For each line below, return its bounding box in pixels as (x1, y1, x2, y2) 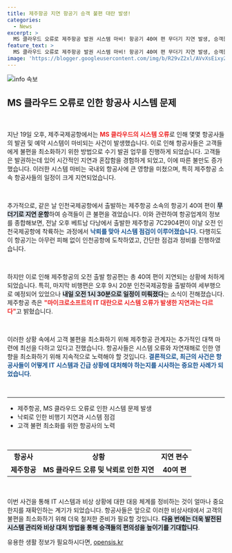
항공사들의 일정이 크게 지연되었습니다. (14, 173, 116, 182)
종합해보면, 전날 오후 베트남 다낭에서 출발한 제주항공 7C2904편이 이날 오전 (14, 218, 216, 226)
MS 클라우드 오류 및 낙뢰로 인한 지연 (42, 465, 155, 474)
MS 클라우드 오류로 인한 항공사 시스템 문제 (7, 97, 177, 109)
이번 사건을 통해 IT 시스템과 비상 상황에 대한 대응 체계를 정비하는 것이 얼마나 (7, 497, 212, 505)
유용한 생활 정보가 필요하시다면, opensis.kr (7, 538, 124, 546)
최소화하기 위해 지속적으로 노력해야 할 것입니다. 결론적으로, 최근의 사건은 (19, 352, 215, 360)
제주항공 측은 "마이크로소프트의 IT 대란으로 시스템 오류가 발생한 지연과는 (7, 298, 202, 307)
